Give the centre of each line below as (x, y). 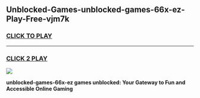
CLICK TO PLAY (29, 36)
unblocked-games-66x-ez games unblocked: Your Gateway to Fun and (96, 82)
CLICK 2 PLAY (27, 58)
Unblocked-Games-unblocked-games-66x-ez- (96, 10)
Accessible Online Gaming (40, 88)
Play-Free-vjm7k (38, 19)
